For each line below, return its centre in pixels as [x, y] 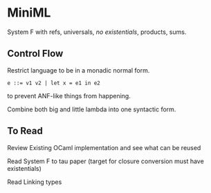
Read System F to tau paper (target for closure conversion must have [105, 161]
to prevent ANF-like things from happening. [69, 95]
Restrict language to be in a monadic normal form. [79, 70]
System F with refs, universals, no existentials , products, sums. [97, 32]
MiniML [29, 13]
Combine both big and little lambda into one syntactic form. [92, 109]
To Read [25, 131]
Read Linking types [35, 182]
